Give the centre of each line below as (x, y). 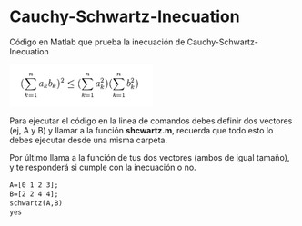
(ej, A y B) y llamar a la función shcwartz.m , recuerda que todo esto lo (141, 130)
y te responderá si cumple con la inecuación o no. (103, 167)
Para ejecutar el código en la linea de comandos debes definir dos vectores (151, 121)
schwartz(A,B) (36, 203)
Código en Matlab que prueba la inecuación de (97, 42)
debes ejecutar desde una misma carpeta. (89, 140)
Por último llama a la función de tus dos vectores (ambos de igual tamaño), (150, 157)
